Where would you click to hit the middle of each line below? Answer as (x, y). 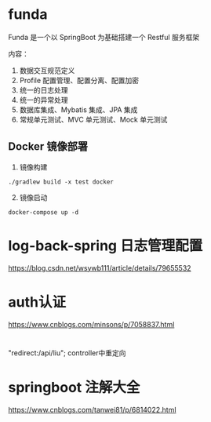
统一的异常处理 (44, 100)
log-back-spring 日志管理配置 (105, 246)
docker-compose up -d (44, 212)
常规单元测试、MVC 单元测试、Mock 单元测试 (93, 119)
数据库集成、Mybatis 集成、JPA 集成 (78, 109)
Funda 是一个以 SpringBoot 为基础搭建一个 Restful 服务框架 (104, 37)
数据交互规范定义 (47, 70)
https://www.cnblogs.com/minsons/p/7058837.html (91, 324)
